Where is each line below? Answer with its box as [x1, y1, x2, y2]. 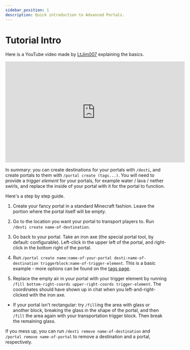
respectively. [5, 339, 32, 345]
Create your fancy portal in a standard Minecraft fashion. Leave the [12, 203, 155, 209]
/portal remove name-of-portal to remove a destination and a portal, [5, 334, 151, 340]
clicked [12, 292, 28, 298]
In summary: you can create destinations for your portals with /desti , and [5, 167, 161, 173]
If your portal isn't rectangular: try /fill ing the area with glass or [12, 302, 150, 308]
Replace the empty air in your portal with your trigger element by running [12, 276, 167, 282]
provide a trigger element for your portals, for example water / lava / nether [5, 178, 164, 184]
